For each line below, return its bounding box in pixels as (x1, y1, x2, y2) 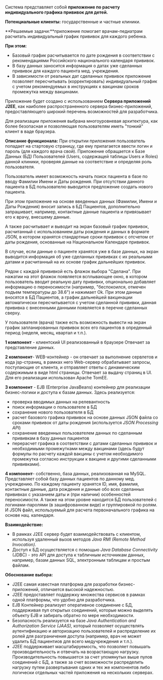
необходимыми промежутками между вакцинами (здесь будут (12, 446, 145, 451)
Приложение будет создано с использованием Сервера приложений (5, 98, 151, 104)
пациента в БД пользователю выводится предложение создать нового (5, 184, 153, 190)
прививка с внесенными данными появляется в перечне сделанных (5, 305, 147, 310)
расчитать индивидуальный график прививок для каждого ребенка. (5, 34, 147, 39)
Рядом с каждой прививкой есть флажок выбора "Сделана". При (5, 268, 141, 274)
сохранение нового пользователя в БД (12, 409, 94, 415)
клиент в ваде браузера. (5, 129, 56, 134)
